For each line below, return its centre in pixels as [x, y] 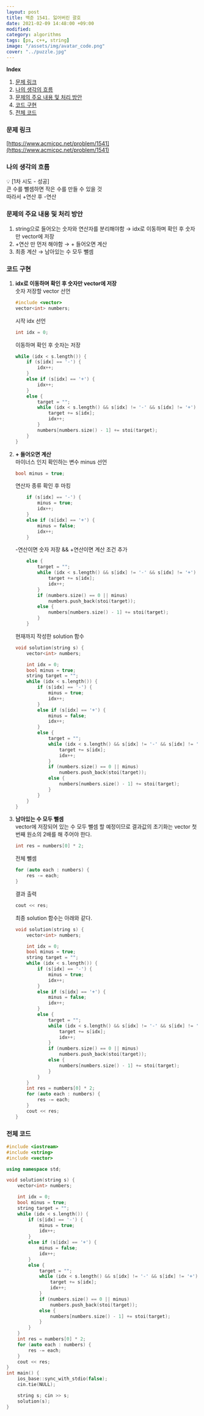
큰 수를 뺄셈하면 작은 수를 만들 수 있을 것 [54, 189]
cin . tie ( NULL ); [37, 1385]
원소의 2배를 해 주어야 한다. [59, 834]
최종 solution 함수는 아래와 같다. [54, 917]
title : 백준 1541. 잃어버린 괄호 [44, 18]
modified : [19, 29]
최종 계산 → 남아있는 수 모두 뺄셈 [54, 251]
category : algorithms [34, 35]
